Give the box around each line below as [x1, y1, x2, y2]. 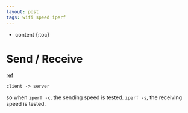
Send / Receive [6, 52, 83, 66]
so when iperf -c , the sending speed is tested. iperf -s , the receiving [6, 94, 183, 101]
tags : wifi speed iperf [6, 14, 66, 20]
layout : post [6, 8, 39, 15]
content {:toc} [14, 31, 50, 38]
